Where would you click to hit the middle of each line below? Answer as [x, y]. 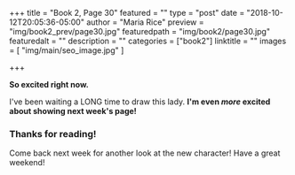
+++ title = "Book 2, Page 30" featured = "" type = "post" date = [127, 13]
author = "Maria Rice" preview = [145, 22]
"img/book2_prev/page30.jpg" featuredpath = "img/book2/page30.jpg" [140, 31]
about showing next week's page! [73, 111]
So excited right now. [49, 84]
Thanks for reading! [53, 133]
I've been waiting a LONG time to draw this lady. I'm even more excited [140, 102]
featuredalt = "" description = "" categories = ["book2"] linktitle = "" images [148, 41]
